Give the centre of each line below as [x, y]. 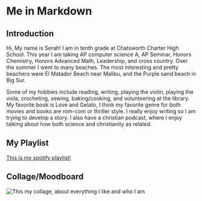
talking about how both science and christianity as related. [79, 124]
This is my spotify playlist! [39, 157]
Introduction [30, 34]
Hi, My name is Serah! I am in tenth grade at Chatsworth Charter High [93, 48]
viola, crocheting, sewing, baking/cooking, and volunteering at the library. [98, 98]
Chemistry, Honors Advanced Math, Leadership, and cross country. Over [97, 61]
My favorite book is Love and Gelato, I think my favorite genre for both [94, 105]
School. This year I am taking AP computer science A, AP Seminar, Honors [99, 54]
